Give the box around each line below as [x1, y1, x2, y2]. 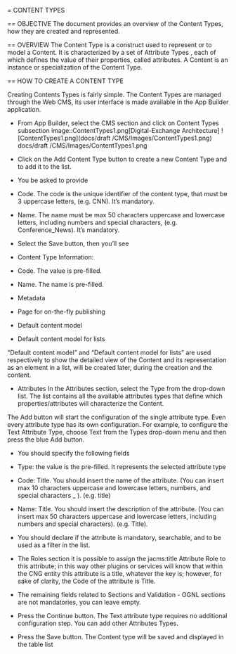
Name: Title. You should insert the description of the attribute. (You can [17, 505, 224, 513]
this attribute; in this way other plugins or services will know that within [17, 562, 223, 570]
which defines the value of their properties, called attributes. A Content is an [7, 56, 228, 64]
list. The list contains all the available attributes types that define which [17, 392, 223, 400]
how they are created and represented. [7, 27, 121, 35]
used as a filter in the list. [17, 541, 91, 549]
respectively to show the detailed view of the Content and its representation [7, 356, 227, 364]
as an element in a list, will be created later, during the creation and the [7, 364, 212, 371]
